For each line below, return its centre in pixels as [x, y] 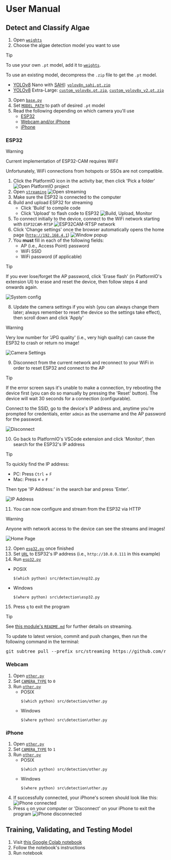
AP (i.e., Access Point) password [55, 246]
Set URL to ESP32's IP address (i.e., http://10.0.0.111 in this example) [87, 554]
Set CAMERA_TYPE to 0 [34, 681]
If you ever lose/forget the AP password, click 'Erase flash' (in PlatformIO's [84, 276]
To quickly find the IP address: [38, 464]
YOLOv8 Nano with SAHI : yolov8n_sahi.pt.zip [62, 85]
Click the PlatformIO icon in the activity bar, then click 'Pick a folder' [84, 181]
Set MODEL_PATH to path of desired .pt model [59, 105]
